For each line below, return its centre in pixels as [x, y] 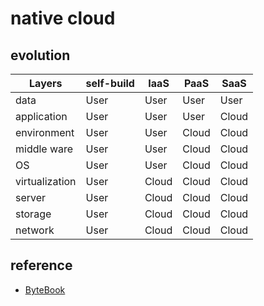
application [41, 116]
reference [41, 265]
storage [33, 214]
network [35, 230]
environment [45, 132]
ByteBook [45, 289]
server [31, 197]
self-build [110, 83]
